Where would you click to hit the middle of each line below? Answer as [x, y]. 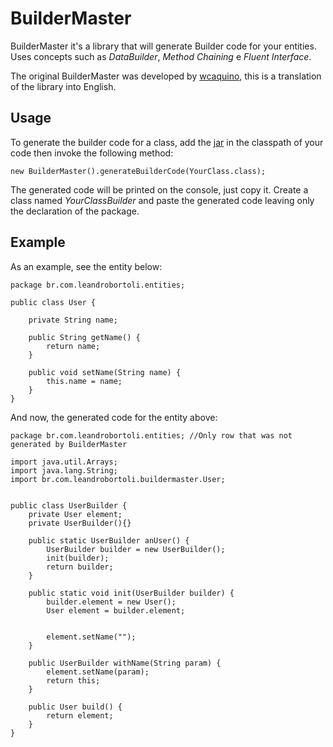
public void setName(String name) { [105, 372]
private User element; [75, 514]
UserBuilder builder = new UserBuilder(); [136, 549]
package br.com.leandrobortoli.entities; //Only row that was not [151, 435]
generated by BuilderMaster [69, 444]
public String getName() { [84, 337]
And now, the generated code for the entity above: [114, 417]
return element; [80, 715]
